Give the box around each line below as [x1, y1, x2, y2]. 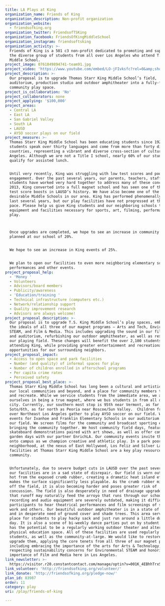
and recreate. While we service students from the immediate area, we [9, 393, 157, 398]
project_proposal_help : [5, 270, 54, 275]
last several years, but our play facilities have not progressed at [9, 199, 155, 203]
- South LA [9, 121, 32, 126]
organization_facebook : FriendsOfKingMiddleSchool [5, 35, 111, 40]
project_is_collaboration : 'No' [5, 89, 71, 94]
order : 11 [5, 580, 26, 585]
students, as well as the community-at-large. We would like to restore [9, 534, 162, 539]
